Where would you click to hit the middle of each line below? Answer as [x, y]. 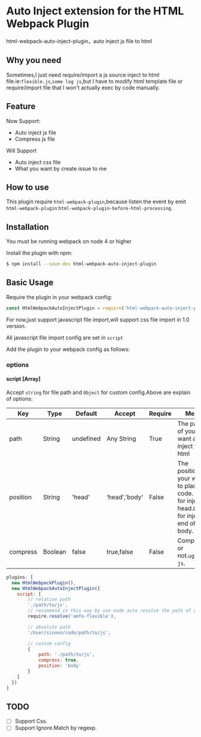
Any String [121, 438]
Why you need [34, 60]
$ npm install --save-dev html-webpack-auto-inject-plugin [81, 264]
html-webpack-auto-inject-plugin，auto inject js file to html [79, 41]
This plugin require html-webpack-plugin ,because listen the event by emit [96, 201]
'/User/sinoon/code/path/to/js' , [69, 633]
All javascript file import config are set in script [65, 338]
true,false [120, 552]
